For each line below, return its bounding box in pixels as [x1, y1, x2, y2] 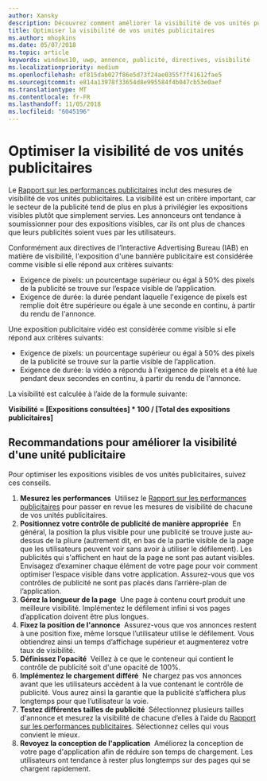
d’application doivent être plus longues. [19, 612, 149, 621]
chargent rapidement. [19, 764, 91, 773]
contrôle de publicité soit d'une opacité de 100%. [19, 662, 181, 672]
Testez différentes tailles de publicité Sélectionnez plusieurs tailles [19, 705, 245, 714]
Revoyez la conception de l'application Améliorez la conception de [19, 738, 244, 748]
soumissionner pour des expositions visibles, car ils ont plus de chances [8, 219, 246, 228]
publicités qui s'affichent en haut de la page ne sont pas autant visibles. [19, 552, 255, 561]
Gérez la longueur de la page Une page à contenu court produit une [19, 594, 246, 604]
